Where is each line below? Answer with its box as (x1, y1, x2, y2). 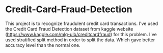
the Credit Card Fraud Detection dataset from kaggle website (5, 25, 133, 32)
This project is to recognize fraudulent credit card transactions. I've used (5, 20, 158, 26)
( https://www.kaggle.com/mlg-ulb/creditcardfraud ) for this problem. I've (5, 31, 157, 37)
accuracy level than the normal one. (5, 42, 80, 48)
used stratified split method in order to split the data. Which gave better (5, 37, 155, 43)
